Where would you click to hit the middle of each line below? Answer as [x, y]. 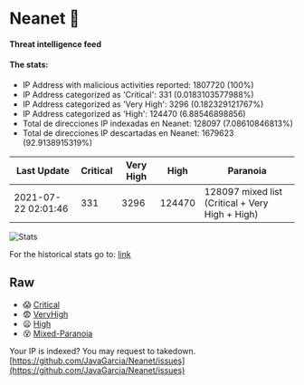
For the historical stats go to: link [70, 254]
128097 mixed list [243, 191]
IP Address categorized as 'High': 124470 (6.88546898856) [134, 113]
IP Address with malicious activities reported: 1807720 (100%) [138, 84]
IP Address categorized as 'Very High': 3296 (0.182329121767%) [143, 104]
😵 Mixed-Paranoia [57, 333]
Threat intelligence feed [56, 43]
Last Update [43, 170]
